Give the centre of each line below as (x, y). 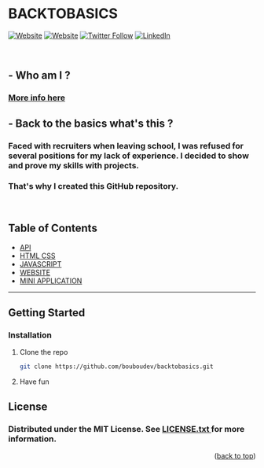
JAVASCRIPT (40, 263)
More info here (37, 98)
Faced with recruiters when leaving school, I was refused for (126, 146)
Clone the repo (44, 352)
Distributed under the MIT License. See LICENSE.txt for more (126, 429)
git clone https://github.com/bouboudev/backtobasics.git (116, 367)
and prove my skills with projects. (74, 165)
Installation (30, 335)
